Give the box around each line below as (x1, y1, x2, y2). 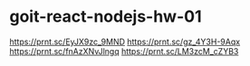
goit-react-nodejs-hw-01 (9, 6, 202, 27)
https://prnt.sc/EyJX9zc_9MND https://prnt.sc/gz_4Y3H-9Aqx (9, 36, 241, 47)
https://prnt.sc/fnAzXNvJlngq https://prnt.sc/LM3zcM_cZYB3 (9, 45, 239, 56)
